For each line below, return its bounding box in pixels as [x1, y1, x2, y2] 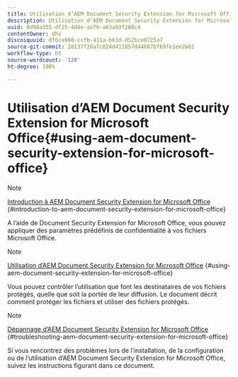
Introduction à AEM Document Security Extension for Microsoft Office [7, 197, 211, 206]
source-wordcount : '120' [7, 57, 81, 64]
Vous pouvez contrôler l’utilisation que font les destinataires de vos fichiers [7, 282, 227, 291]
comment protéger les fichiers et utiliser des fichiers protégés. [7, 297, 190, 305]
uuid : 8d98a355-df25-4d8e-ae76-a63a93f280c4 [7, 23, 141, 30]
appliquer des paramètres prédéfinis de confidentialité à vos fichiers [7, 226, 207, 235]
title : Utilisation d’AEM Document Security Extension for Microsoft [7, 10, 217, 18]
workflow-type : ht [7, 50, 62, 57]
